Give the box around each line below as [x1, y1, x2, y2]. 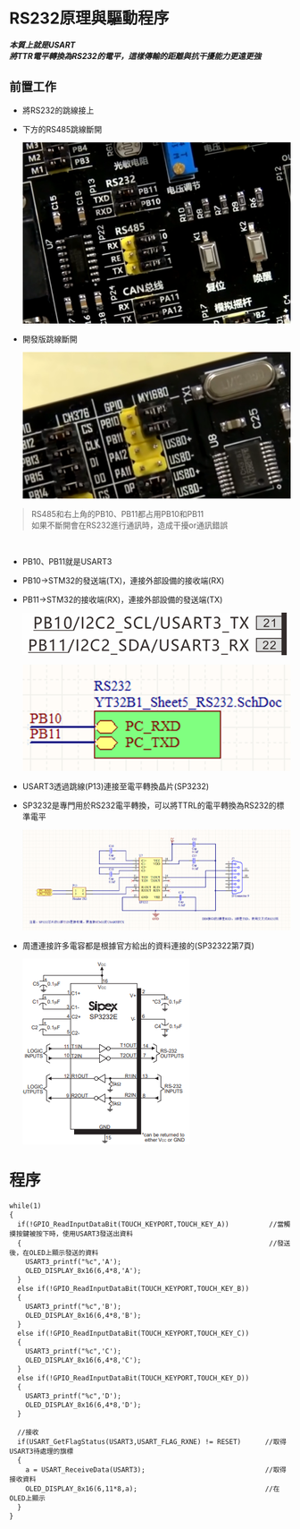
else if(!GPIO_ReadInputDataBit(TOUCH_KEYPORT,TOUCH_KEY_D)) [17, 1373, 250, 1382]
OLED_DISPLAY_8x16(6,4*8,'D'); [25, 1400, 142, 1409]
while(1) [9, 1201, 42, 1210]
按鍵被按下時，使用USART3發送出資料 [15, 1229, 134, 1238]
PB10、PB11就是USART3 [21, 556, 112, 566]
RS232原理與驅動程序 [9, 8, 170, 29]
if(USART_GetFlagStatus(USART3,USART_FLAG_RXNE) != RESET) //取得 [17, 1437, 287, 1446]
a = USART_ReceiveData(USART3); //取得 [25, 1465, 287, 1474]
